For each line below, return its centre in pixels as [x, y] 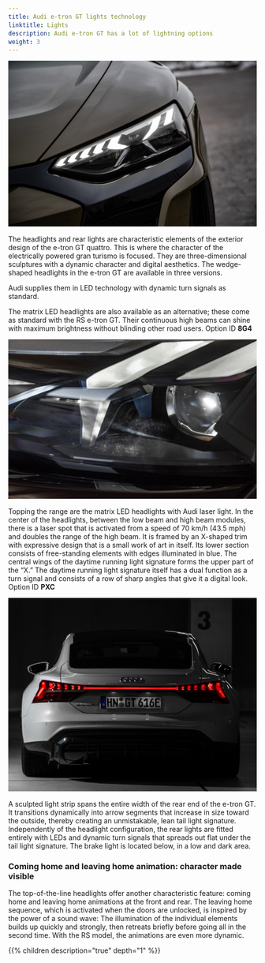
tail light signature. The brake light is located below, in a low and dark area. [129, 846]
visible [21, 876]
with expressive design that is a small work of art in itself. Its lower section [129, 545]
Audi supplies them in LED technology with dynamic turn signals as [117, 287]
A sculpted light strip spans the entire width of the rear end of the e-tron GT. [132, 804]
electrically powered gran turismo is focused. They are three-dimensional [127, 256]
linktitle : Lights [38, 25]
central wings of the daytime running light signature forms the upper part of [131, 562]
